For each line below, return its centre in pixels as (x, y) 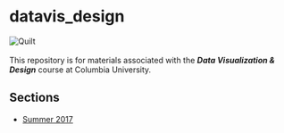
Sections (34, 98)
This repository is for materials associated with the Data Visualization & (142, 60)
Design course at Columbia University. (80, 70)
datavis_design (67, 17)
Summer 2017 (47, 119)
